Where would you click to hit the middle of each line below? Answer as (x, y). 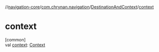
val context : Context (25, 45)
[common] (15, 39)
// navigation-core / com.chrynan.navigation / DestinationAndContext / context (79, 7)
